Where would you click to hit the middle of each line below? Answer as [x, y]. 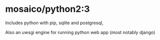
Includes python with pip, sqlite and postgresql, [54, 23]
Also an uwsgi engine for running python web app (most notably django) [80, 32]
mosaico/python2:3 [48, 9]
